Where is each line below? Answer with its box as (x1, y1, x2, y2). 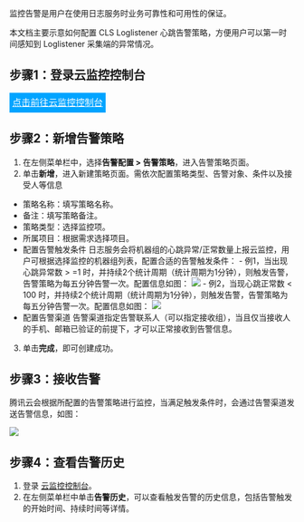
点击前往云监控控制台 (12, 96, 103, 109)
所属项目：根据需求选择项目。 (22, 232, 134, 243)
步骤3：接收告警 (9, 372, 101, 387)
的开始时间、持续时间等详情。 (22, 503, 134, 514)
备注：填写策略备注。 (22, 209, 102, 220)
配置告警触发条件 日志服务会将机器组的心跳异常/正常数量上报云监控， (22, 244, 282, 255)
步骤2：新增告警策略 (9, 130, 125, 147)
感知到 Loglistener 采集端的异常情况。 (16, 39, 159, 49)
